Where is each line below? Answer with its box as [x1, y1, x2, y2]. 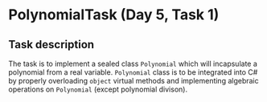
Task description [8, 38, 95, 51]
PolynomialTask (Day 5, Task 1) [8, 6, 220, 24]
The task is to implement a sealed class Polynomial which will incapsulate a [8, 59, 257, 68]
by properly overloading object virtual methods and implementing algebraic [8, 76, 259, 85]
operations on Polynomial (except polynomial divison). [8, 84, 187, 94]
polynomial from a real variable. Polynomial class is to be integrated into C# [8, 67, 258, 77]
